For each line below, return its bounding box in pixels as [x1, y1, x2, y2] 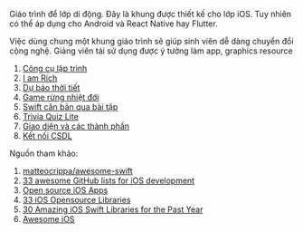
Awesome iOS [22, 214, 75, 224]
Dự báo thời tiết [22, 83, 80, 92]
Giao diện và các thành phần [22, 121, 129, 131]
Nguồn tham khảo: [9, 148, 79, 159]
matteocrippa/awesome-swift [22, 166, 133, 176]
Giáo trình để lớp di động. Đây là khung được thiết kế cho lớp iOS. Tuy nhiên [9, 9, 292, 19]
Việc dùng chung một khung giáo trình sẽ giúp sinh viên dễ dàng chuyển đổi [9, 36, 294, 46]
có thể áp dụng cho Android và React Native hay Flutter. [9, 18, 219, 29]
